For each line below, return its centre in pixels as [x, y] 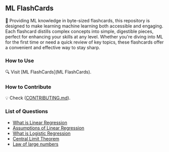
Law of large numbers [35, 144]
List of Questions [27, 111]
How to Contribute [28, 87]
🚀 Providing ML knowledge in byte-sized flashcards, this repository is [78, 20]
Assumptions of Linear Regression [48, 128]
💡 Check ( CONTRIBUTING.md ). [38, 98]
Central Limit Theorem [36, 138]
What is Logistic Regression [41, 133]
